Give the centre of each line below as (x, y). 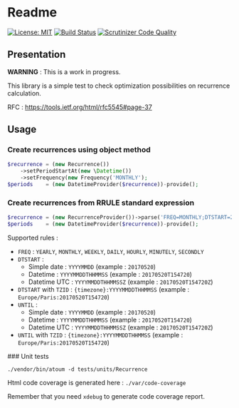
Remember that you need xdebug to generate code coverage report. (106, 396)
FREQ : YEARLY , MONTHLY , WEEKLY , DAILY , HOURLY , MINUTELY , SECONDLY (111, 251)
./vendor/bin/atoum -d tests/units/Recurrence (78, 369)
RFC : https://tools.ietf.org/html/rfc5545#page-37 (80, 107)
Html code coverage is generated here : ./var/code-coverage (97, 382)
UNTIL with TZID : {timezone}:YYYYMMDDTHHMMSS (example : (100, 335)
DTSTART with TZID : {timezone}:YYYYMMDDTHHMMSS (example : (103, 289)
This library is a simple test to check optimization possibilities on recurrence (119, 86)
